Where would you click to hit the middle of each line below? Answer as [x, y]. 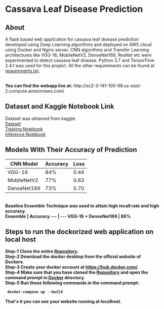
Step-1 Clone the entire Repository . [42, 252]
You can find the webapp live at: [39, 86]
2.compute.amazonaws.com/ [35, 91]
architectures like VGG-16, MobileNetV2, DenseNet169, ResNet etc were [78, 55]
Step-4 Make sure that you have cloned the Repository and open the [77, 272]
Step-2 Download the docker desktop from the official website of [73, 257]
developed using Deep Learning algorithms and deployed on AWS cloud [79, 45]
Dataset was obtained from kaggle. [41, 118]
